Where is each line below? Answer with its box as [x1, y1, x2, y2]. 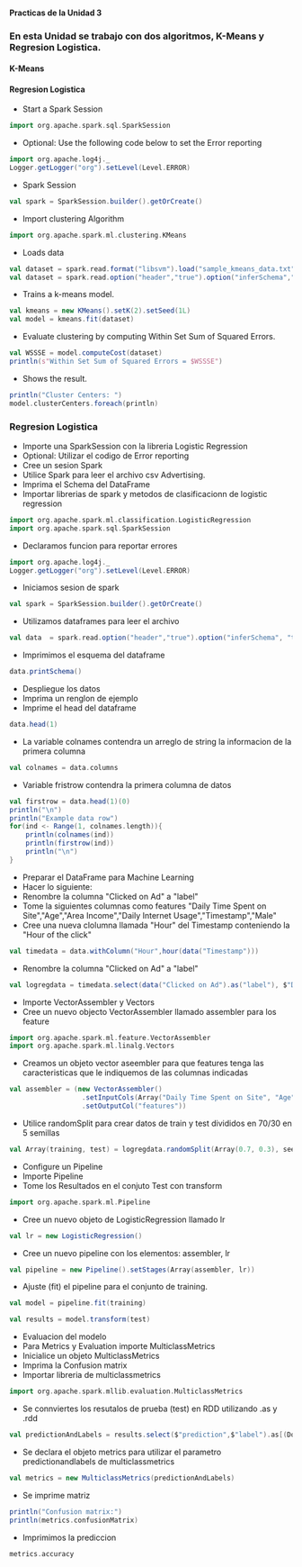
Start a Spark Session [22, 104, 103, 114]
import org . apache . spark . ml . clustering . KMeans [9, 231, 187, 240]
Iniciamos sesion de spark [22, 582, 120, 593]
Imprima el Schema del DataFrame [22, 478, 151, 490]
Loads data [22, 247, 65, 258]
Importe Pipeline [22, 1171, 84, 1182]
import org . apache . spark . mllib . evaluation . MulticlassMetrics [9, 1387, 244, 1396]
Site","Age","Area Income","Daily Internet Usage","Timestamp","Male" [22, 910, 277, 920]
